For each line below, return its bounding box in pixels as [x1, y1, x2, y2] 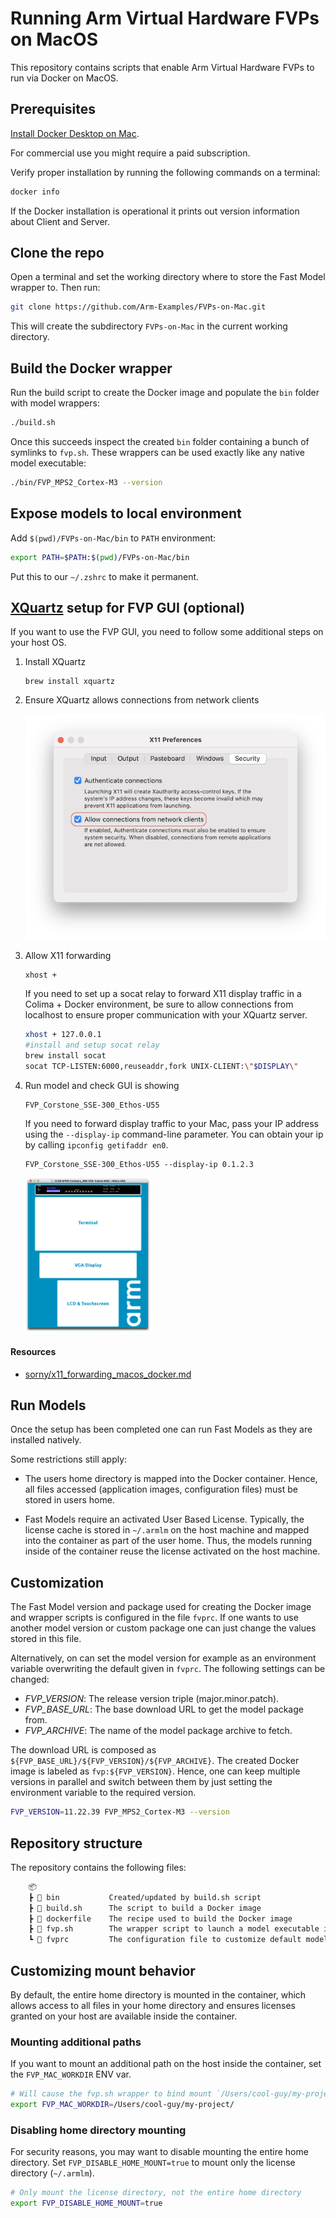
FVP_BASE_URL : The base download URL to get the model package [24, 1703, 304, 1716]
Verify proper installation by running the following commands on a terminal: [10, 166, 321, 178]
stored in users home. [24, 1494, 115, 1506]
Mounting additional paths [10, 2035, 142, 2049]
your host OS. [10, 637, 67, 649]
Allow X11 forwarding [24, 950, 112, 962]
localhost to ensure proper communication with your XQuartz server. [24, 1009, 308, 1021]
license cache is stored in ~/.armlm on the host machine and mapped [24, 1524, 310, 1536]
